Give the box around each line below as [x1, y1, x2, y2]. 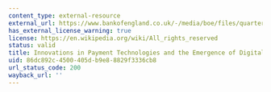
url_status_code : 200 [8, 64, 81, 72]
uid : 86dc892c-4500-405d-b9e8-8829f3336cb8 [8, 57, 157, 65]
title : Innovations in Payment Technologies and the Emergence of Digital [8, 49, 265, 57]
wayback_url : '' [8, 71, 63, 79]
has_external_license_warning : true [8, 26, 131, 34]
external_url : [8, 19, 56, 27]
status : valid [8, 42, 56, 50]
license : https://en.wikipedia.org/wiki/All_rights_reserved [8, 34, 219, 42]
